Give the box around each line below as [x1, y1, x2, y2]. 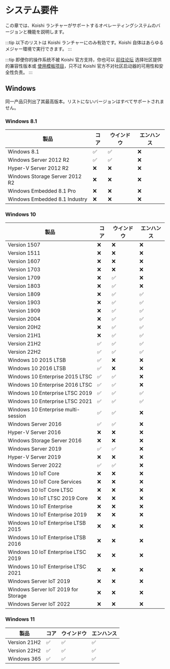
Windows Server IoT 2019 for [8, 586, 78, 593]
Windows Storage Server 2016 [8, 437, 82, 444]
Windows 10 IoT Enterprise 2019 [8, 511, 87, 518]
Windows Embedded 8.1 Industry [8, 196, 88, 203]
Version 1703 [8, 266, 40, 273]
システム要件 [5, 5, 59, 16]
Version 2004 [8, 315, 40, 322]
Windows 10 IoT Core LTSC [8, 487, 73, 494]
